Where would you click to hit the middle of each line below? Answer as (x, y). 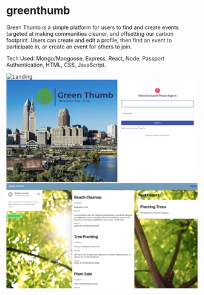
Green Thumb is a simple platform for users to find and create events (93, 27)
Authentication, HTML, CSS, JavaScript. (56, 65)
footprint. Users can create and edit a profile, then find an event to (89, 40)
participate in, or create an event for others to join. (69, 47)
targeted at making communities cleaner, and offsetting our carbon (90, 33)
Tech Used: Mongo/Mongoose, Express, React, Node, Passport (86, 58)
